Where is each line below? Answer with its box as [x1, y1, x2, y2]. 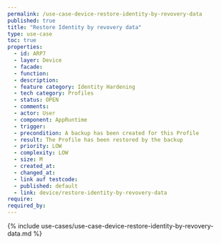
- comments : [14, 103, 50, 110]
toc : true [7, 37, 37, 44]
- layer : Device [14, 57, 62, 64]
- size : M [14, 156, 43, 164]
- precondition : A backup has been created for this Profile [14, 129, 200, 137]
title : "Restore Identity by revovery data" [7, 23, 142, 31]
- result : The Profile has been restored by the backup [14, 136, 183, 143]
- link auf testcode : [14, 176, 78, 183]
